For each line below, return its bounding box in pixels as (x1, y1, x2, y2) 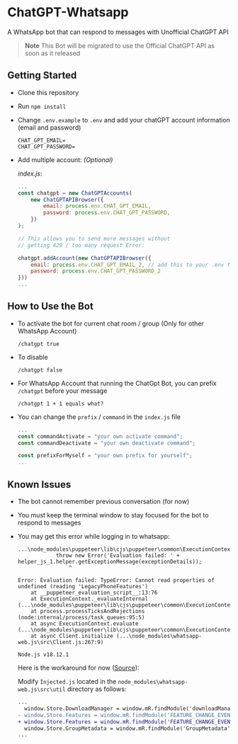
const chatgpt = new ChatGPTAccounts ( (17, 189, 132, 197)
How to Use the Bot (7, 300, 93, 312)
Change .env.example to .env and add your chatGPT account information (17, 115, 230, 124)
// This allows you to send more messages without (17, 235, 171, 242)
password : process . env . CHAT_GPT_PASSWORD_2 (30, 268, 161, 275)
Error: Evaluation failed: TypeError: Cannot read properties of (17, 577, 215, 584)
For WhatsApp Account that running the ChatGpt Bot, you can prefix (17, 379, 217, 387)
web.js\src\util (17, 686, 66, 693)
